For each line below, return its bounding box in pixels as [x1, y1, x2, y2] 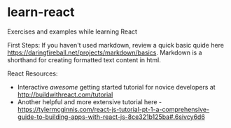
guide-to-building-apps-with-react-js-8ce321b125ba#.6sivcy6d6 [17, 113, 205, 121]
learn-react [7, 4, 75, 20]
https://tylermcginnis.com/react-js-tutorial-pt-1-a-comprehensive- [17, 105, 210, 113]
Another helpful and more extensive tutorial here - [17, 97, 162, 106]
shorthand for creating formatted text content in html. [7, 55, 161, 64]
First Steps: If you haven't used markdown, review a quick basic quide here [7, 41, 224, 49]
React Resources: [7, 69, 58, 78]
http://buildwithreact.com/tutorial [17, 90, 113, 99]
